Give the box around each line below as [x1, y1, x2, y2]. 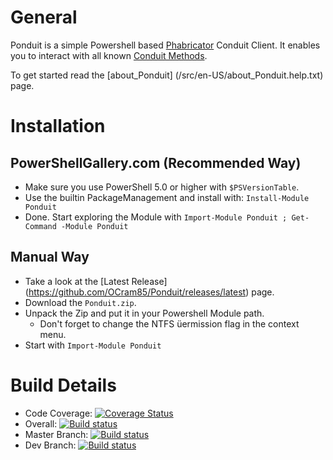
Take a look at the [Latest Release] [24, 275, 168, 287]
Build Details [10, 374, 117, 396]
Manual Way [10, 249, 90, 266]
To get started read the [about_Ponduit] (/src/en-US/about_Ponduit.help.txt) [10, 69, 324, 81]
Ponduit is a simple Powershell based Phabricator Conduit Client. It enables [10, 39, 321, 51]
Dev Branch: [24, 439, 77, 451]
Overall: [24, 417, 58, 430]
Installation [10, 115, 106, 138]
